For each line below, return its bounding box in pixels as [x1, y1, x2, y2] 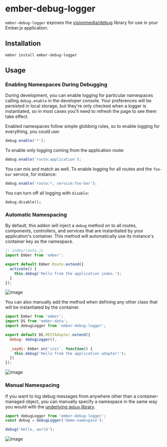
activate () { [9, 266, 37, 271]
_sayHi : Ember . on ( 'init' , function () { [9, 346, 93, 351]
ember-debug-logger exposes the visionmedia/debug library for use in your [5, 19, 158, 25]
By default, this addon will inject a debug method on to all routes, [5, 223, 137, 229]
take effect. [5, 113, 29, 120]
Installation [5, 39, 41, 48]
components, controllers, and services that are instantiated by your [5, 228, 143, 234]
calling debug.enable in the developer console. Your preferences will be [5, 98, 151, 104]
